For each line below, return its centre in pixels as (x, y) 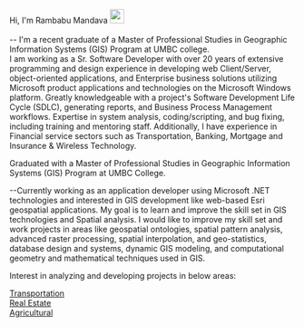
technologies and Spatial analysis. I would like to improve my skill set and (146, 219)
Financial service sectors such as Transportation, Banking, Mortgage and (146, 136)
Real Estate (30, 303)
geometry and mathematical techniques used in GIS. (108, 258)
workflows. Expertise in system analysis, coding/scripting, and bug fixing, (147, 117)
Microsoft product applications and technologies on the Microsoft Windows (151, 88)
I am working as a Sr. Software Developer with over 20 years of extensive (147, 59)
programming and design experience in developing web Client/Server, (141, 69)
